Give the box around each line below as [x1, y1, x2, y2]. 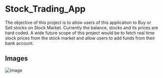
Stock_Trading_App [5, 3, 86, 15]
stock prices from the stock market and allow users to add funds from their [5, 35, 156, 41]
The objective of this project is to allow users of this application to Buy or [5, 19, 151, 25]
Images [5, 55, 28, 63]
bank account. [5, 40, 34, 46]
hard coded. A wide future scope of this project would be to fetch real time [5, 30, 155, 36]
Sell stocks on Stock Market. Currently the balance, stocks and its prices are [5, 24, 158, 30]
